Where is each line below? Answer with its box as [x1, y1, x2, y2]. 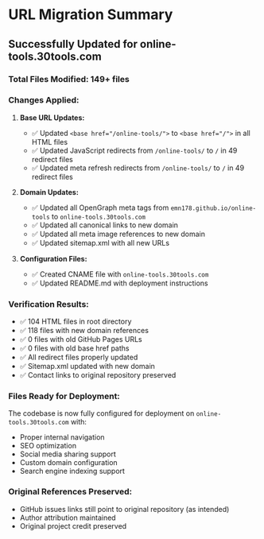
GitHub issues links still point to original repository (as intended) [19, 504, 230, 514]
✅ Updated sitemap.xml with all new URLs [31, 238, 169, 247]
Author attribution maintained [19, 513, 117, 522]
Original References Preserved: [8, 487, 133, 498]
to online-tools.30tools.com [51, 211, 146, 221]
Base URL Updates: [19, 113, 85, 122]
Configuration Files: [19, 254, 87, 263]
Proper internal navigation [19, 432, 105, 442]
